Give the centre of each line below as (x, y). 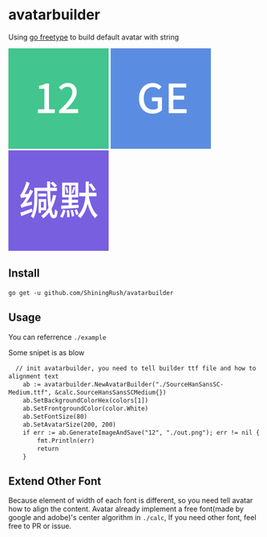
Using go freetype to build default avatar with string (94, 37)
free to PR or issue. (40, 526)
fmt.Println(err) (66, 441)
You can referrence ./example (57, 337)
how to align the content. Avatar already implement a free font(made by (126, 509)
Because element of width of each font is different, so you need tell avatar (131, 501)
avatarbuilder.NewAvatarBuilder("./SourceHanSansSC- (134, 384)
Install (24, 274)
